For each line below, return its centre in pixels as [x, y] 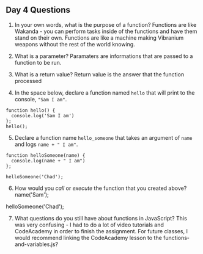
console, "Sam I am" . [41, 99]
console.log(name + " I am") [48, 161]
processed [28, 81]
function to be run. [38, 62]
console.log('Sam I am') [43, 115]
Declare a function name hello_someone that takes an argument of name [103, 137]
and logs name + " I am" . [46, 144]
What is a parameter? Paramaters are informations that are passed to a [104, 56]
